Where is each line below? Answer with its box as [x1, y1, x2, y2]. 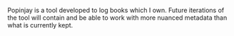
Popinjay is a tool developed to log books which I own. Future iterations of [7, 6, 225, 14]
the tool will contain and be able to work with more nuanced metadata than [7, 13, 228, 22]
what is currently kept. [7, 21, 73, 29]
